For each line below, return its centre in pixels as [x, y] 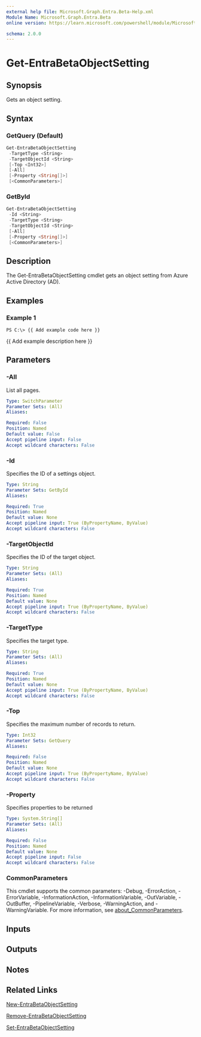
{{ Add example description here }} [49, 341]
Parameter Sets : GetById [37, 490]
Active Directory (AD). [33, 282]
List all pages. [23, 390]
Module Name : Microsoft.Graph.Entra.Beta [59, 17]
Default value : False [33, 434]
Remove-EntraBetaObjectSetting [46, 1016]
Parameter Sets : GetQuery [38, 741]
